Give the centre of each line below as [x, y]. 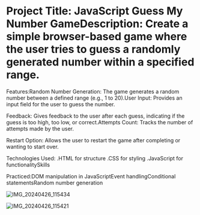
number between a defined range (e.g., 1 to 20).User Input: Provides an [94, 98]
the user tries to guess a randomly [93, 50]
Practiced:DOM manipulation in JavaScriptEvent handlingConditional [91, 176]
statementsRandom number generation [55, 183]
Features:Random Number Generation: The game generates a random [93, 91]
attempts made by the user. [40, 129]
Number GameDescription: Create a [97, 24]
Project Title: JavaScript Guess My [95, 11]
